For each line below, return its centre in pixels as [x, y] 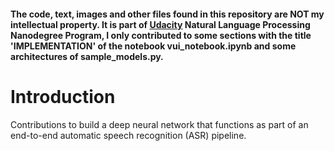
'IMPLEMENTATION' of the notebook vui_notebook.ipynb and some [153, 46]
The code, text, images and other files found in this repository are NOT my [167, 14]
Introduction [63, 96]
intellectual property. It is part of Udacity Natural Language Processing [160, 24]
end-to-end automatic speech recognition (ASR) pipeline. [128, 135]
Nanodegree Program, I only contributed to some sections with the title [161, 35]
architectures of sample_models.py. [87, 56]
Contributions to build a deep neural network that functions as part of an [159, 124]
